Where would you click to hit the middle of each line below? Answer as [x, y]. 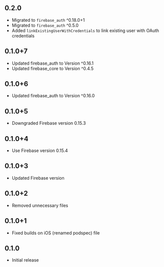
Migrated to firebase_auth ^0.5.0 [45, 25]
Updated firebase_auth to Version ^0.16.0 [53, 96]
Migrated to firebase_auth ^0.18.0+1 [48, 20]
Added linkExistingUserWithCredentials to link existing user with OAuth [85, 30]
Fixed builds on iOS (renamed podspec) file [56, 233]
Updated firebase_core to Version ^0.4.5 [53, 68]
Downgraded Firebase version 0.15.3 [49, 123]
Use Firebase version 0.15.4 [40, 151]
